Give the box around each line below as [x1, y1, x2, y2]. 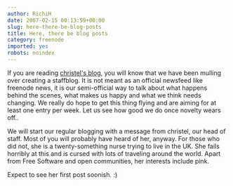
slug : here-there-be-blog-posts [7, 23, 102, 30]
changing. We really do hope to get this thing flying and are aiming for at [7, 98, 217, 107]
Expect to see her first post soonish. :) [7, 170, 118, 179]
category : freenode [7, 36, 65, 44]
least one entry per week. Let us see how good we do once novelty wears [7, 106, 221, 114]
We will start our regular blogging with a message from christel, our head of [7, 127, 226, 135]
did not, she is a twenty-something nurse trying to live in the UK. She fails [7, 142, 220, 150]
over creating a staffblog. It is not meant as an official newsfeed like [7, 76, 204, 84]
